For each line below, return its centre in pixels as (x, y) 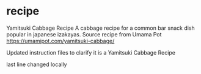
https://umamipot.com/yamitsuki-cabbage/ (60, 41)
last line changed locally (37, 64)
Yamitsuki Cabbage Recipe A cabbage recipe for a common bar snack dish (101, 28)
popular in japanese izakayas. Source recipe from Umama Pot (84, 34)
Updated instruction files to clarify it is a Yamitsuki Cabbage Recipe (91, 52)
